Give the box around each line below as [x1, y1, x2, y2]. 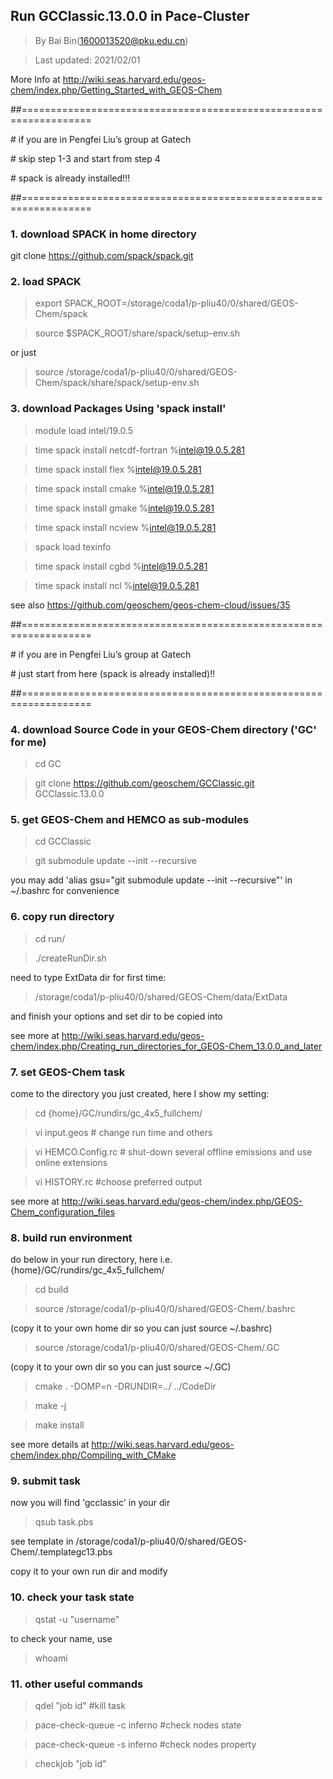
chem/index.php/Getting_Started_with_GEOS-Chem [10, 84, 223, 96]
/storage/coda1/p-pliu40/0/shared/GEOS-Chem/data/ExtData [34, 990, 288, 1003]
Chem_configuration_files [10, 1205, 116, 1218]
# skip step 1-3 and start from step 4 [10, 152, 161, 164]
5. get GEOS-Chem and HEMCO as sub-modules [10, 812, 250, 826]
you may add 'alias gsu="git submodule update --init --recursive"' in [10, 874, 293, 886]
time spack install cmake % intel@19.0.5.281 [34, 482, 215, 494]
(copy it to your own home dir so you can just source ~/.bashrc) [10, 1322, 273, 1334]
